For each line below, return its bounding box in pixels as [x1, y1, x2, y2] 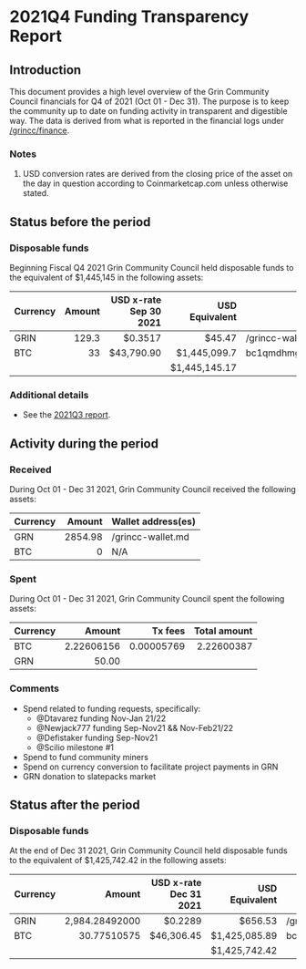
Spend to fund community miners [22, 751, 148, 762]
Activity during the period [9, 436, 159, 451]
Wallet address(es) [111, 515, 196, 528]
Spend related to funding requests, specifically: [22, 703, 201, 714]
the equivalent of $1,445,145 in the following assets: [9, 272, 204, 283]
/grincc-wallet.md [111, 531, 189, 543]
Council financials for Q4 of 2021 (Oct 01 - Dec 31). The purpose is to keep [9, 96, 290, 107]
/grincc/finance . [9, 125, 70, 136]
